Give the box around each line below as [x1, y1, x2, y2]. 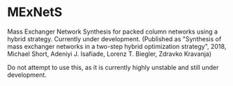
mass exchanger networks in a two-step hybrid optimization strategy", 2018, [7, 42, 227, 50]
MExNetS [7, 4, 63, 20]
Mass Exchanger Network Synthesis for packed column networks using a [7, 27, 218, 36]
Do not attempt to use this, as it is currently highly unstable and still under [7, 63, 219, 71]
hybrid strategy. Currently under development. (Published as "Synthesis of [7, 34, 222, 43]
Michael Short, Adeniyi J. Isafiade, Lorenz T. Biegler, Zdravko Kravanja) [7, 50, 212, 58]
